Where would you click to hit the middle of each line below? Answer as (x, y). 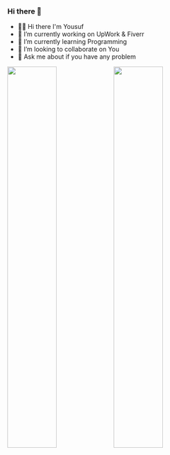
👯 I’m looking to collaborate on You (68, 50)
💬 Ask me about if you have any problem (77, 57)
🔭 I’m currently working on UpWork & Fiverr (81, 34)
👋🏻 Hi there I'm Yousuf (51, 27)
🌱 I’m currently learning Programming (72, 42)
